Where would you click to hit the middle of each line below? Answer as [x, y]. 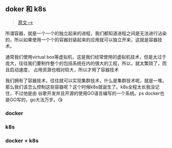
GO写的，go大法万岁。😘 [36, 100]
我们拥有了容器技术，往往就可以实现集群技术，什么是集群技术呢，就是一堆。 [86, 80]
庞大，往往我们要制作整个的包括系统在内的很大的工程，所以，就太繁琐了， [84, 63]
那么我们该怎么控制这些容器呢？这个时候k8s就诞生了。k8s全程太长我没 [80, 87]
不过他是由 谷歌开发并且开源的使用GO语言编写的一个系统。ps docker [87, 93]
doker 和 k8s [26, 9]
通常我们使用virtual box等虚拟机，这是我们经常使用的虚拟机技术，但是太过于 [86, 57]
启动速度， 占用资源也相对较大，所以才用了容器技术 [64, 69]
